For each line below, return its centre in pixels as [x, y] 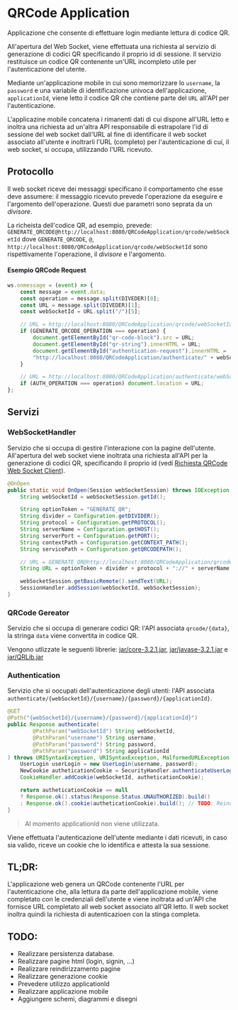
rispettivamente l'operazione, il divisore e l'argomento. [87, 254]
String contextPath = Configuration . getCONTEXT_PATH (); [104, 542]
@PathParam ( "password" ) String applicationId [101, 751]
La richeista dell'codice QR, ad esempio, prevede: [80, 225]
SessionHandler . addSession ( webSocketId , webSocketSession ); [110, 588]
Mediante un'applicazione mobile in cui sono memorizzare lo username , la [114, 82]
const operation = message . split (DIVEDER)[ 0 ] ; [90, 298]
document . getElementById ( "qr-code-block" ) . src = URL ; [114, 338]
